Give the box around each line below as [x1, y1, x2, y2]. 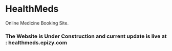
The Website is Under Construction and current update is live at [5, 33, 167, 40]
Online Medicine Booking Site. [5, 20, 69, 26]
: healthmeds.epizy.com [5, 39, 68, 46]
